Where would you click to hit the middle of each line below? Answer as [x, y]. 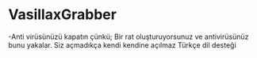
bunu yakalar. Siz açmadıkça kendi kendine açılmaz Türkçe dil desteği [122, 44]
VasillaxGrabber [63, 15]
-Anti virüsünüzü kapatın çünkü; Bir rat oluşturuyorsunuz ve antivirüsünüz [128, 37]
